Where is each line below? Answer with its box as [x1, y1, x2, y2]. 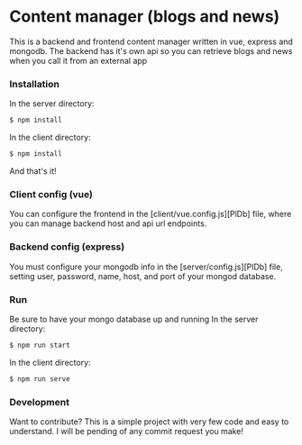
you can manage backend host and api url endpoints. [9, 218, 207, 229]
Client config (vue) [9, 187, 93, 200]
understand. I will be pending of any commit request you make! [9, 425, 244, 436]
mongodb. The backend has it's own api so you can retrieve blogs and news [9, 45, 293, 56]
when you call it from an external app [9, 55, 148, 66]
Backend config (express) [9, 241, 125, 253]
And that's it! [9, 165, 57, 177]
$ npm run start [9, 341, 70, 350]
